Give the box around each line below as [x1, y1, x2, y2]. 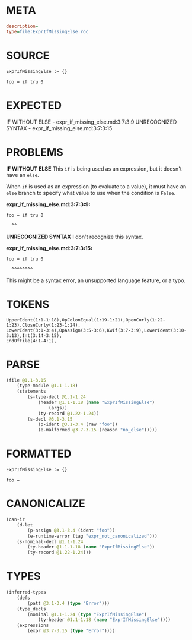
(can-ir [6, 516, 25, 522]
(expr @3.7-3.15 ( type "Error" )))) [27, 628, 116, 634]
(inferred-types [6, 589, 46, 595]
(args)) [48, 405, 68, 411]
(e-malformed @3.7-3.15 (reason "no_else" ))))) [37, 427, 158, 433]
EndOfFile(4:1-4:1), [6, 338, 57, 344]
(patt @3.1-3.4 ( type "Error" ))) [27, 600, 110, 606]
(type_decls [17, 606, 46, 612]
